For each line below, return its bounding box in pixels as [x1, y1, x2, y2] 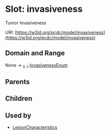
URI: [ [5, 29, 17, 35]
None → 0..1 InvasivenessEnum [5, 62, 68, 69]
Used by [5, 111, 31, 120]
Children [5, 94, 32, 103]
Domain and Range [5, 49, 65, 57]
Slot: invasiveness [5, 3, 83, 15]
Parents [5, 78, 30, 86]
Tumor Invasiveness [5, 20, 46, 26]
